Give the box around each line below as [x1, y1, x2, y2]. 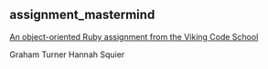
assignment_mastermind [9, 7, 155, 23]
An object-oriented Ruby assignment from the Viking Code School [9, 31, 259, 42]
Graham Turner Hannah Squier [9, 49, 125, 60]
